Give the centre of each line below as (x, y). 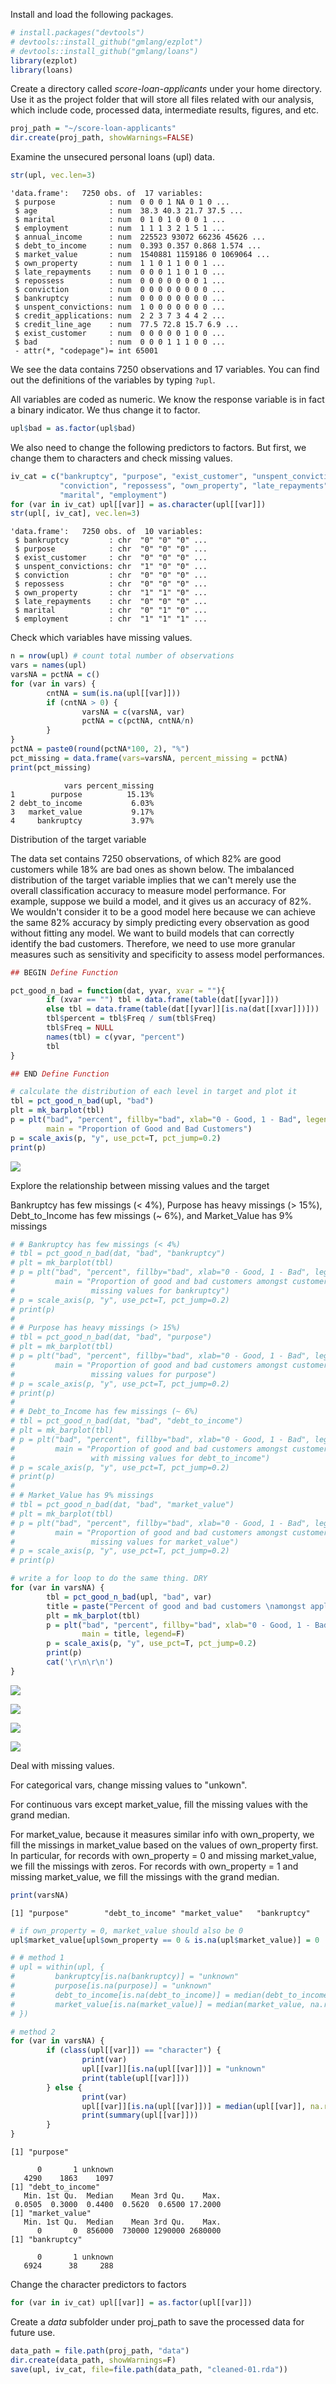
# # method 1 (37, 1958)
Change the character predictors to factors (98, 2284)
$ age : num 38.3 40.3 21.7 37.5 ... (129, 211)
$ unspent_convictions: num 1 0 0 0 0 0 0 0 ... (120, 307)
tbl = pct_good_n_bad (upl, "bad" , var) (129, 1597)
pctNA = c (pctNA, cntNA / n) (138, 721)
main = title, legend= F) (133, 1634)
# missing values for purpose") (113, 1374)
